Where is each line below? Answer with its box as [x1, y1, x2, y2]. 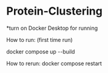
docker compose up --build [6, 47, 75, 55]
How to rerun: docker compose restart [6, 60, 102, 67]
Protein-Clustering [6, 4, 103, 18]
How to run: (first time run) [6, 36, 73, 43]
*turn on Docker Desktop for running [6, 24, 98, 32]
